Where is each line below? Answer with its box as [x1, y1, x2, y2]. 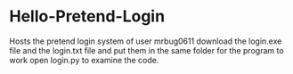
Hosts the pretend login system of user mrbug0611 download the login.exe [9, 36, 282, 46]
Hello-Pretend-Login [9, 6, 166, 27]
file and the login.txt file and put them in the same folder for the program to [9, 45, 284, 55]
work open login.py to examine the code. [9, 54, 159, 65]
